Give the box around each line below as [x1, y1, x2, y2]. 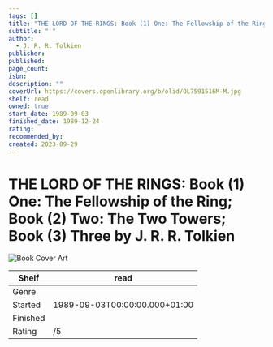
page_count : [8, 65, 49, 73]
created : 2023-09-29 [8, 139, 79, 148]
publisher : [8, 49, 45, 58]
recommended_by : [8, 132, 63, 140]
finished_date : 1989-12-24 [8, 118, 100, 126]
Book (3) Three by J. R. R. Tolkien [8, 226, 236, 245]
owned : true [8, 102, 49, 110]
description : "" [8, 79, 63, 88]
